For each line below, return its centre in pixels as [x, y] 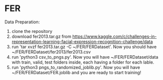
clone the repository [32, 31]
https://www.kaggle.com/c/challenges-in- [115, 36]
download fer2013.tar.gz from [41, 36]
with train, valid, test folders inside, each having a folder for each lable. [83, 62]
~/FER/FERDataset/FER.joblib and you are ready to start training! [76, 72]
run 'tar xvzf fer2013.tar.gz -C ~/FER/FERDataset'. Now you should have [84, 47]
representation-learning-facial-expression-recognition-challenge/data [82, 41]
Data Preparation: [22, 22]
